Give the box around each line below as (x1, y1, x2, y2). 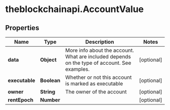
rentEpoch (8, 96, 34, 103)
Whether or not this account (65, 74, 132, 81)
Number (40, 96, 61, 103)
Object (40, 56, 57, 63)
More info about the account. (65, 47, 134, 54)
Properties (5, 24, 39, 32)
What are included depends (65, 53, 131, 60)
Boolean (40, 77, 61, 84)
